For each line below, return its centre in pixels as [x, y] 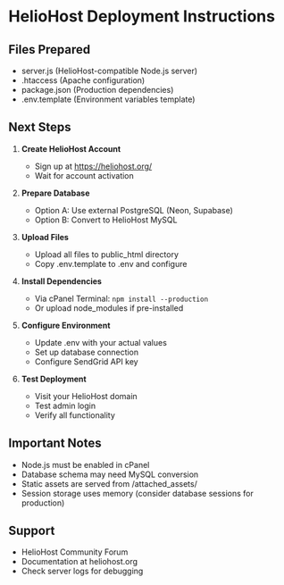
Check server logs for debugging [82, 571]
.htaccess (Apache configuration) [83, 80]
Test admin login [65, 405]
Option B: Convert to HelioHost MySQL [106, 220]
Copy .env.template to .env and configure [111, 263]
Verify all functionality [75, 415]
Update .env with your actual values [100, 342]
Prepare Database [55, 193]
